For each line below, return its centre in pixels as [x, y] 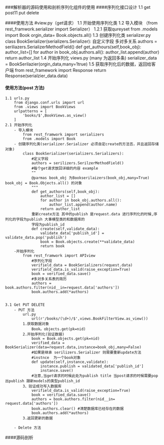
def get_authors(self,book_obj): [65, 192]
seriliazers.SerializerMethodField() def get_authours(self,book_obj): [73, 47]
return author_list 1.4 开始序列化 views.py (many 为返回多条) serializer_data [81, 58]
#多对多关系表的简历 [49, 279]
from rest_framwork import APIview [59, 256]
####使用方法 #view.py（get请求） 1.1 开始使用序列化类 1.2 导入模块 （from [82, 23]
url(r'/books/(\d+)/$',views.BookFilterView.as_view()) [90, 319]
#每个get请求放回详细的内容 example [65, 169]
